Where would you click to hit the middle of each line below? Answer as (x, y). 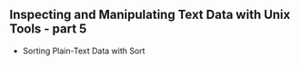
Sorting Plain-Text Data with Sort (84, 51)
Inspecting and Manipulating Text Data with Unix (150, 15)
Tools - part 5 (48, 29)
